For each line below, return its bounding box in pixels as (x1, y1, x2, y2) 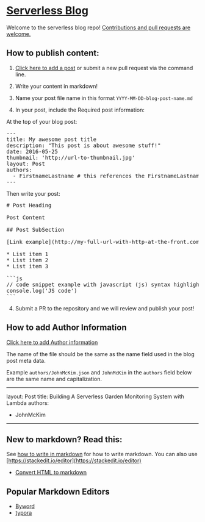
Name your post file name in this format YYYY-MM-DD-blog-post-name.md (15, 94, 193, 101)
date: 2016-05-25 (6, 148, 58, 155)
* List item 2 (6, 257, 49, 263)
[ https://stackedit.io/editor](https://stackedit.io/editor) (6, 457, 142, 464)
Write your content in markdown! (15, 82, 98, 90)
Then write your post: (6, 190, 60, 197)
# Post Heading (6, 202, 52, 209)
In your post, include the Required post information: (15, 106, 145, 113)
